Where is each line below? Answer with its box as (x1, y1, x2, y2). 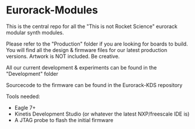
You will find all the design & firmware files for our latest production (6, 46, 168, 53)
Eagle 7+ (14, 104, 36, 111)
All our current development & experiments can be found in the (6, 64, 157, 71)
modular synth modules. (6, 29, 64, 36)
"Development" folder (6, 70, 58, 77)
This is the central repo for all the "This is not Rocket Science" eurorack (6, 23, 178, 30)
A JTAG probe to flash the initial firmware (14, 116, 114, 123)
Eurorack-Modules (6, 4, 98, 17)
